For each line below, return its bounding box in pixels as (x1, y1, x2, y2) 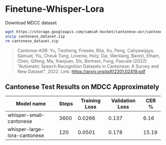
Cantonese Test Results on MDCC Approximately (5, 82, 160, 91)
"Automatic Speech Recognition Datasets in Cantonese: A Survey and (17, 63, 159, 69)
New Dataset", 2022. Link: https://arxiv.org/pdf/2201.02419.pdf (17, 68, 146, 74)
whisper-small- (7, 112, 45, 119)
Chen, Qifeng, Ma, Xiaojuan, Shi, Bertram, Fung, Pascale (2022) (17, 58, 147, 64)
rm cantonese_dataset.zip (5, 38, 58, 43)
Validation (111, 97, 136, 104)
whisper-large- (7, 126, 44, 133)
